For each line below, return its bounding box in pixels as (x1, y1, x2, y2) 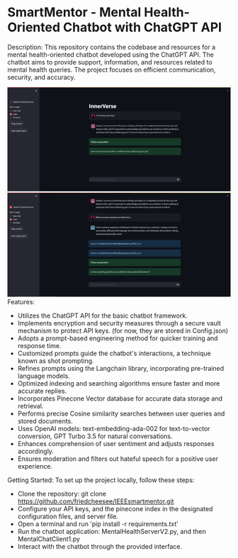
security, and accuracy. (7, 72, 76, 82)
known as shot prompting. (17, 356, 94, 365)
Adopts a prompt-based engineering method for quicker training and (17, 334, 218, 342)
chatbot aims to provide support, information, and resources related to (7, 57, 212, 66)
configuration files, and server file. (17, 512, 118, 520)
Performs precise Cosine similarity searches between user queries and (17, 409, 225, 418)
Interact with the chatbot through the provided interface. (17, 542, 183, 550)
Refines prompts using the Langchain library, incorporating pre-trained (17, 364, 225, 372)
